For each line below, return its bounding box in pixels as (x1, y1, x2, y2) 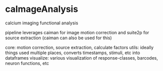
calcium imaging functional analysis (5, 20, 79, 26)
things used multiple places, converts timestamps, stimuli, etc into (5, 50, 140, 56)
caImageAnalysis (5, 3, 79, 15)
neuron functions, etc (5, 60, 49, 66)
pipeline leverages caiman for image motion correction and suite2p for (5, 29, 150, 35)
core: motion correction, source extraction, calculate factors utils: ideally (5, 44, 154, 50)
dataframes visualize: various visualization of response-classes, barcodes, (5, 55, 158, 61)
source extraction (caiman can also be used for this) (5, 35, 112, 41)
